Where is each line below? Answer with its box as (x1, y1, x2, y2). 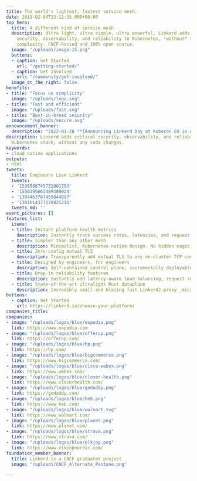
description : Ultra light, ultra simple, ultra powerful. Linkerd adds (11, 31, 191, 36)
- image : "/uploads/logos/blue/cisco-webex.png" (6, 363, 127, 369)
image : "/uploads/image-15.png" (11, 47, 91, 53)
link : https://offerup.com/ (11, 336, 80, 342)
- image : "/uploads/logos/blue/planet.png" (6, 418, 114, 424)
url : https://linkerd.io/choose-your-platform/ (16, 303, 135, 309)
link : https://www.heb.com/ (11, 401, 80, 407)
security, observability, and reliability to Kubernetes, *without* (16, 36, 188, 42)
